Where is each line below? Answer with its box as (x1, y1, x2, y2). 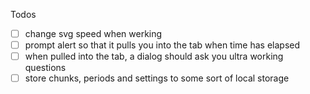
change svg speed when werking (24, 28, 163, 39)
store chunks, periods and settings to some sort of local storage (24, 72, 290, 84)
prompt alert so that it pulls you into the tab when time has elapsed (24, 39, 301, 51)
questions (24, 62, 67, 74)
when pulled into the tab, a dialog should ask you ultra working (24, 50, 284, 63)
